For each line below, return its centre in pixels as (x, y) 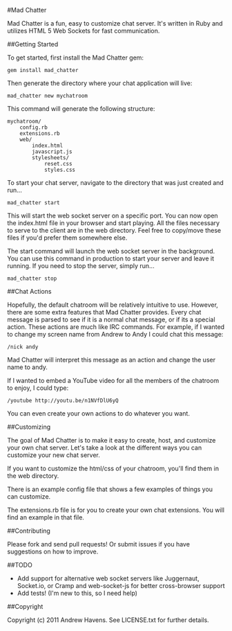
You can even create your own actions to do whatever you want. (98, 414)
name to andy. (28, 367)
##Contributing (29, 531)
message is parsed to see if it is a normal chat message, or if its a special (111, 319)
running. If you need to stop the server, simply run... (81, 266)
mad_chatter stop (32, 278)
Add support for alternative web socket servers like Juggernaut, (108, 578)
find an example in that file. (46, 517)
